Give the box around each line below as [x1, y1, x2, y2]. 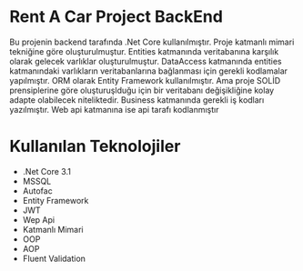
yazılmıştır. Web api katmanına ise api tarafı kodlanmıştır [9, 104, 219, 115]
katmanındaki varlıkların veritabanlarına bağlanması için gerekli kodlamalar [9, 65, 288, 76]
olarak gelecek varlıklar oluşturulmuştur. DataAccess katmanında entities [9, 55, 282, 66]
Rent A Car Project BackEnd [9, 6, 223, 27]
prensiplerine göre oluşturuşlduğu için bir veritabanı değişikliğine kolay [9, 85, 275, 95]
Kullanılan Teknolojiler [9, 136, 181, 156]
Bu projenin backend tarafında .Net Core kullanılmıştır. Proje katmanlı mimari [9, 36, 295, 47]
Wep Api [22, 214, 56, 225]
